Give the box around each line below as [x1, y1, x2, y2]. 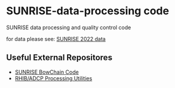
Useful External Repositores [6, 52, 112, 63]
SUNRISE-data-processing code [6, 4, 169, 18]
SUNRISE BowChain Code [14, 68, 79, 76]
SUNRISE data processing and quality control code [6, 24, 131, 31]
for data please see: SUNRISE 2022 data [6, 35, 106, 42]
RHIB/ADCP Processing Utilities [14, 74, 93, 81]
